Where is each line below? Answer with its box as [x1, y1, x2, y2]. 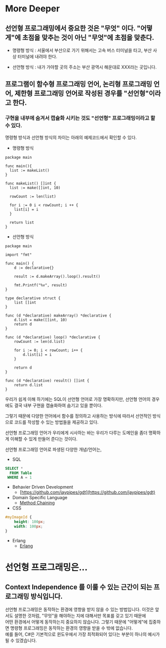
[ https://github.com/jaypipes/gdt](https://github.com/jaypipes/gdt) [19, 489, 156, 495]
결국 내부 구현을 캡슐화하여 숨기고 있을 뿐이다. [14, 402, 103, 408]
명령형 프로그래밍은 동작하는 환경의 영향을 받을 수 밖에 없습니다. [10, 625, 133, 631]
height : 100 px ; [14, 519, 45, 524]
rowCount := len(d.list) [14, 339, 65, 344]
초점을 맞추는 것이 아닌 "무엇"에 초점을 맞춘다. [22, 33, 155, 42]
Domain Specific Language [12, 495, 68, 501]
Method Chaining [19, 500, 55, 506]
